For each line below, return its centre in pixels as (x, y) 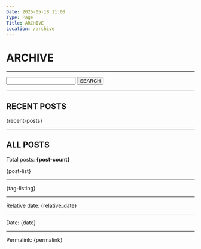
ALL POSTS (28, 145)
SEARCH (90, 81)
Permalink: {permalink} (34, 239)
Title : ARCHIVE (25, 23)
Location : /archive (31, 28)
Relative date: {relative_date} (42, 205)
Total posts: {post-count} (38, 159)
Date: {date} (21, 223)
